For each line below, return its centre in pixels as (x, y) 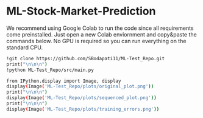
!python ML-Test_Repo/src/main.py (50, 70)
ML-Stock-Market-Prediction (81, 11)
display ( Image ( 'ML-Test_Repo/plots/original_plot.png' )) (80, 86)
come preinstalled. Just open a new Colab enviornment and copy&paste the (101, 34)
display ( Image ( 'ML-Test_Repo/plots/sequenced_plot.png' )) (81, 98)
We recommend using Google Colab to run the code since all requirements (100, 28)
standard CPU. (25, 47)
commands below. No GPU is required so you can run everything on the (96, 41)
